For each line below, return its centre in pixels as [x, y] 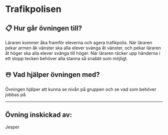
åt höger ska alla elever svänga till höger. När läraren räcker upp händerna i [83, 53]
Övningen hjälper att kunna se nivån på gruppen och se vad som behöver [81, 89]
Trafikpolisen [33, 9]
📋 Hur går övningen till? [44, 28]
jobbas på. [16, 94]
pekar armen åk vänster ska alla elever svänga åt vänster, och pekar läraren [83, 48]
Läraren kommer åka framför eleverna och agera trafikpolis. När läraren [79, 43]
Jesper [12, 127]
